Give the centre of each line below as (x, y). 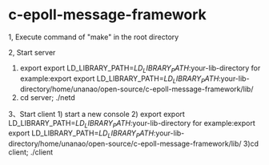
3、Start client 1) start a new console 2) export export (97, 114)
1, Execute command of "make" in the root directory (94, 37)
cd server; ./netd (48, 97)
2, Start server (32, 52)
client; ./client (31, 152)
